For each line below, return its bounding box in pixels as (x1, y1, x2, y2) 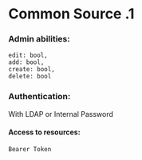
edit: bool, (8, 51, 48, 60)
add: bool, (8, 58, 45, 66)
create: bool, (8, 66, 56, 74)
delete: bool (8, 73, 52, 81)
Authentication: (8, 91, 71, 102)
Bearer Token (8, 145, 52, 153)
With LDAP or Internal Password (8, 109, 114, 118)
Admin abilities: (8, 34, 70, 45)
